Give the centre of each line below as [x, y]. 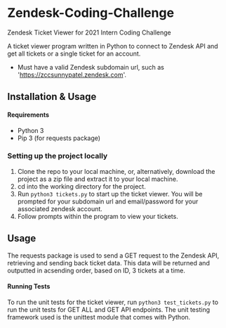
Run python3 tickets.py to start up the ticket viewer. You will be [110, 194]
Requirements [28, 115]
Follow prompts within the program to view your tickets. [98, 216]
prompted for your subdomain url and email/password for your [108, 201]
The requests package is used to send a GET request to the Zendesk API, [113, 256]
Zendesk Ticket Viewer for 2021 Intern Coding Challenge [89, 32]
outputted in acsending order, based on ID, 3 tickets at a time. [97, 270]
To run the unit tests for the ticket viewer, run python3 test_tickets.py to [113, 302]
